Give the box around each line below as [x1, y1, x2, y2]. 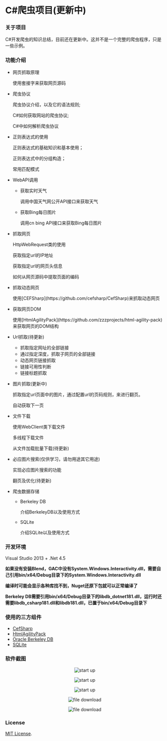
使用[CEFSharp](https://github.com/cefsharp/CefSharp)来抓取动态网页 [12, 295, 160, 301]
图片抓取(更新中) [12, 380, 47, 386]
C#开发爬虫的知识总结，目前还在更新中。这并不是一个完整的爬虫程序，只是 [5, 36, 162, 43]
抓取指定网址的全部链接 [20, 344, 69, 350]
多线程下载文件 [12, 434, 44, 441]
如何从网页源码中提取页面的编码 [12, 274, 79, 280]
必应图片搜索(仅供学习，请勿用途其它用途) [12, 456, 100, 462]
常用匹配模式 [12, 166, 39, 172]
